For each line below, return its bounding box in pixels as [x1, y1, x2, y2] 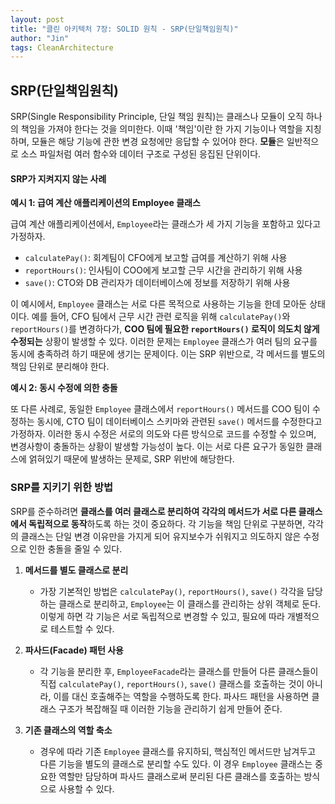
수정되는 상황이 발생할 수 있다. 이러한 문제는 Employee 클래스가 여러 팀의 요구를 [10, 336, 318, 348]
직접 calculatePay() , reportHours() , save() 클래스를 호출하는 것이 [39, 677, 305, 690]
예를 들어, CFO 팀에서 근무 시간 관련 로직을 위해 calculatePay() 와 [31, 311, 291, 323]
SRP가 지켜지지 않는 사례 [10, 172, 107, 185]
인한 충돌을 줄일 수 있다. [28, 542, 123, 555]
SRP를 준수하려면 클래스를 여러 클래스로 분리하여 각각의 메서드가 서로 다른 [10, 505, 297, 517]
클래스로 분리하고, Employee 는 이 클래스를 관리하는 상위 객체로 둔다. [58, 597, 322, 610]
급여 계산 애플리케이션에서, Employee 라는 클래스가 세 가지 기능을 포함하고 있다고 [10, 218, 322, 230]
